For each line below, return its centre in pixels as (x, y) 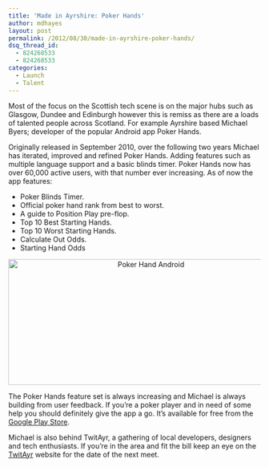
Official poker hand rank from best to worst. (92, 205)
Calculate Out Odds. (53, 239)
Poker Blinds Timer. (52, 197)
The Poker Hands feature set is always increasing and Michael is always (127, 396)
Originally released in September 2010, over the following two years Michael (134, 147)
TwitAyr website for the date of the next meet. (84, 454)
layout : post (30, 30)
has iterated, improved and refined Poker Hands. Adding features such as (129, 155)
